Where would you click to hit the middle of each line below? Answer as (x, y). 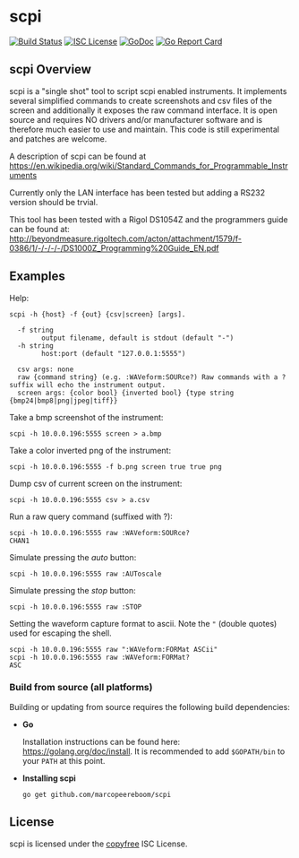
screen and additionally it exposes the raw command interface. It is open (143, 110)
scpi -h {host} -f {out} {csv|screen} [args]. (98, 314)
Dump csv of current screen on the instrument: (96, 483)
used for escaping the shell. (60, 633)
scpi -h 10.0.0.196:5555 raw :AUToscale (86, 574)
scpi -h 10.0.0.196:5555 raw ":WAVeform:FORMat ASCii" (114, 649)
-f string (35, 330)
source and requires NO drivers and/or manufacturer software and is (136, 119)
